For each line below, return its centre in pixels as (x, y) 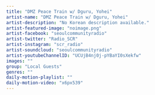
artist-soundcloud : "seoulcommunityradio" (59, 50)
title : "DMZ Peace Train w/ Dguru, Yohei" (59, 12)
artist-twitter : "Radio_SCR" (42, 39)
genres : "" (20, 72)
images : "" (20, 61)
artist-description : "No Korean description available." (78, 22)
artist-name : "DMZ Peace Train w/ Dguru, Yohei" (67, 17)
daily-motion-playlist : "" (39, 77)
